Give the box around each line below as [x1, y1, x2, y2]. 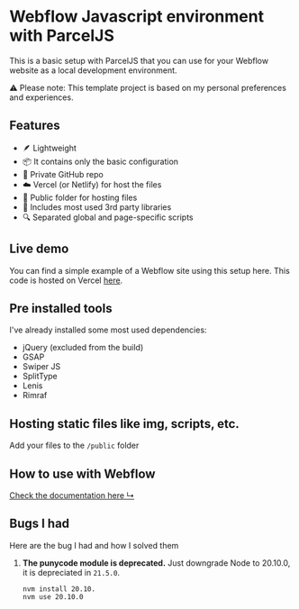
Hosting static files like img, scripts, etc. [9, 416, 240, 432]
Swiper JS [22, 361, 61, 372]
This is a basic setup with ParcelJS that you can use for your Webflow [9, 55, 268, 66]
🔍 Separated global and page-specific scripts [22, 212, 194, 223]
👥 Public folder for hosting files [22, 192, 138, 203]
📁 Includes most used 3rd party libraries [22, 201, 172, 213]
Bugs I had [9, 516, 70, 532]
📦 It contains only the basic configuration [22, 156, 178, 167]
